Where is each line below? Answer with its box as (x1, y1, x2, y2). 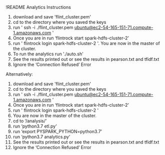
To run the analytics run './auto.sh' (12, 51, 84, 57)
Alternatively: (5, 71, 33, 77)
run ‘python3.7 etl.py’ (12, 123, 57, 129)
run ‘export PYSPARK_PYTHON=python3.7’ (12, 129, 102, 134)
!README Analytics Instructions (5, 4, 71, 10)
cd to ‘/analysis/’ (12, 118, 47, 124)
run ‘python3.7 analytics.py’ (12, 134, 70, 140)
